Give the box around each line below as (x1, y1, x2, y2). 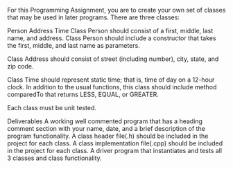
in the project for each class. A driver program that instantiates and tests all (7, 147, 223, 154)
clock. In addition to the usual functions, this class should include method (7, 83, 217, 91)
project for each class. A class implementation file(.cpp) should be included (7, 139, 223, 148)
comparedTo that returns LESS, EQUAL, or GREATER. (7, 90, 159, 98)
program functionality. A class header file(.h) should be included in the (7, 132, 209, 140)
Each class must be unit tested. (7, 104, 97, 112)
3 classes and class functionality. (7, 154, 102, 162)
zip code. (7, 62, 34, 70)
